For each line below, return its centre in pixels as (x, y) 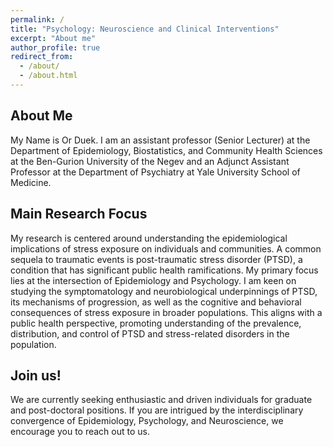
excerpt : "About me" (53, 38)
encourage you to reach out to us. (80, 432)
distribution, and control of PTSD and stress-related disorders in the (150, 333)
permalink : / (37, 19)
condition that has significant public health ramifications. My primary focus (164, 270)
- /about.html (48, 76)
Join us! (36, 375)
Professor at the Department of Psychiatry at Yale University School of (155, 172)
